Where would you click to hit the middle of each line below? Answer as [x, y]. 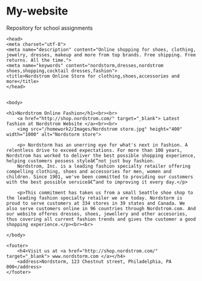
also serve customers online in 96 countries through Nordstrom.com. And [101, 208]
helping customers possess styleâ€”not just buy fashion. [81, 161]
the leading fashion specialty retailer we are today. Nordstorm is [94, 198]
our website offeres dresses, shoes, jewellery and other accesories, [97, 214]
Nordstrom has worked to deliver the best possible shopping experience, [101, 156]
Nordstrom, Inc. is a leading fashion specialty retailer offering [104, 166]
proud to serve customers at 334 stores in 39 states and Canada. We [96, 203]
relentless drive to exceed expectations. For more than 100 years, [94, 150]
